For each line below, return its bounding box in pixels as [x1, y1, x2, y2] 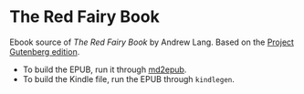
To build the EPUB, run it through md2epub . [22, 64, 187, 75]
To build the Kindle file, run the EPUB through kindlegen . [22, 73, 236, 84]
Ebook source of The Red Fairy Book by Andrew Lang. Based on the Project [9, 37, 295, 47]
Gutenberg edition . [9, 46, 80, 57]
